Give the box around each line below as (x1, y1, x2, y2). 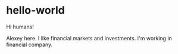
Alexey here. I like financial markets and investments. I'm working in (6, 34, 173, 42)
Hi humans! (6, 23, 35, 30)
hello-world (6, 4, 65, 17)
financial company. (6, 41, 53, 48)
